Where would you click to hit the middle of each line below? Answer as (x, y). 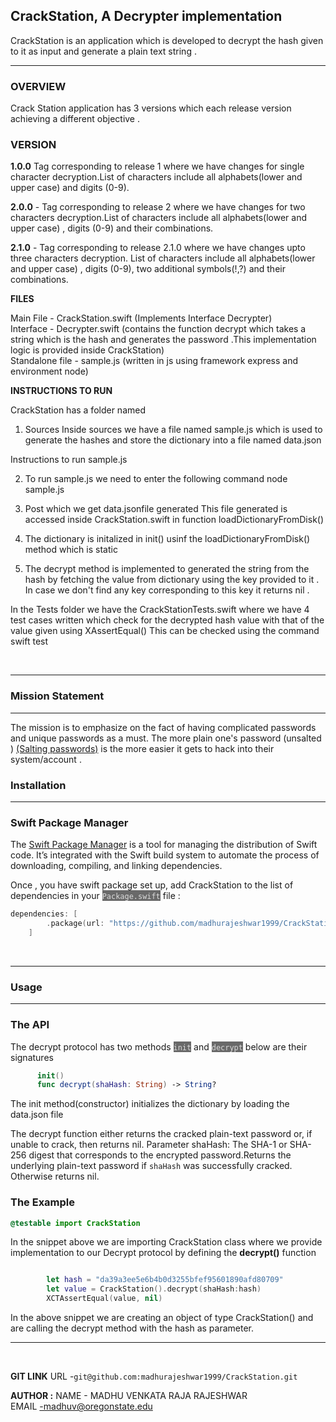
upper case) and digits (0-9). (70, 188)
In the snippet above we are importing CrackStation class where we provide (166, 1242)
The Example (43, 1202)
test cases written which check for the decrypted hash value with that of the (167, 620)
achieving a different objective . (75, 119)
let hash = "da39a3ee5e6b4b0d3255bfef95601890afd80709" (165, 1280)
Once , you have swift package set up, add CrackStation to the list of (152, 885)
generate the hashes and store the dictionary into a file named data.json (173, 440)
